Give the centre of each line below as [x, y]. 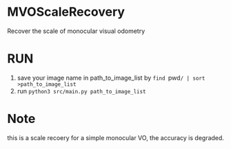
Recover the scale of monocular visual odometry [76, 31]
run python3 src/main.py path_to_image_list [81, 91]
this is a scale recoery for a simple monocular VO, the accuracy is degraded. [115, 137]
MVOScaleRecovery [66, 12]
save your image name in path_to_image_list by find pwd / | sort [111, 78]
